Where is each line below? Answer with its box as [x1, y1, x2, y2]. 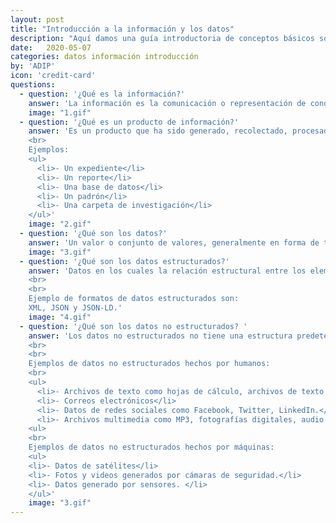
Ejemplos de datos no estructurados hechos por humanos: [28, 359, 271, 369]
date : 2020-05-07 [10, 42, 92, 53]
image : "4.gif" [28, 312, 92, 322]
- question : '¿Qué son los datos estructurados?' [19, 256, 230, 266]
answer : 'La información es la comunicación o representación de [28, 98, 307, 108]
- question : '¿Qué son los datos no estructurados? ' [19, 321, 248, 331]
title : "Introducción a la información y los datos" [10, 24, 235, 34]
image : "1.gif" [28, 107, 92, 118]
